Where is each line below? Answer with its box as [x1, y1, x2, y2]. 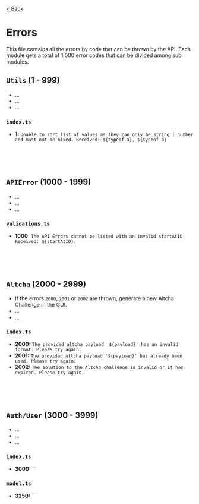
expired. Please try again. [14, 370, 84, 376]
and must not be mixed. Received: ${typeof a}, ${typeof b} [14, 137, 167, 143]
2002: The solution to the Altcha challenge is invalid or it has [14, 364, 184, 371]
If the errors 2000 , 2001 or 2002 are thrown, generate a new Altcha [14, 294, 174, 302]
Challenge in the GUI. [14, 301, 67, 308]
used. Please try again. [14, 358, 77, 364]
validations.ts [6, 220, 50, 227]
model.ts [6, 480, 31, 487]
